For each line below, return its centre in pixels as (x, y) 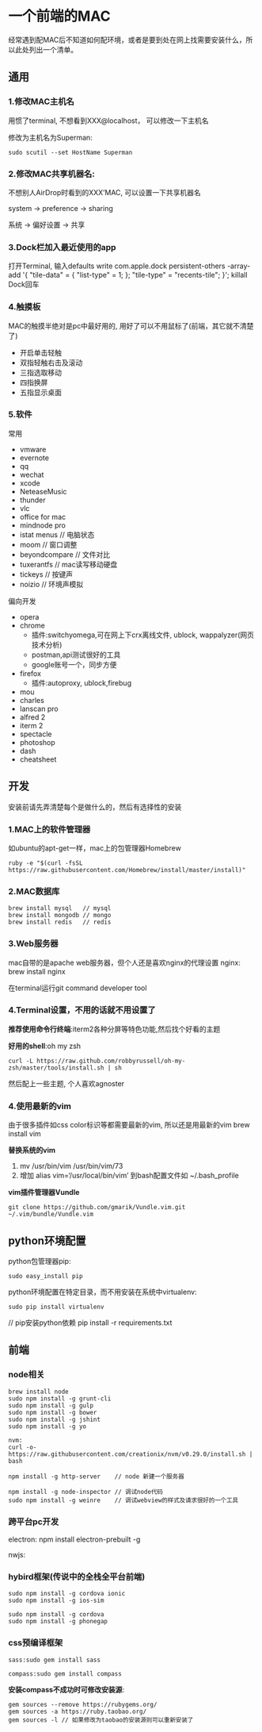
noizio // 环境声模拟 (51, 584)
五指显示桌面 (40, 392)
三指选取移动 (40, 372)
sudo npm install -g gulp (51, 1405)
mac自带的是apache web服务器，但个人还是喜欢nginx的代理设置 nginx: (125, 962)
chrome (32, 625)
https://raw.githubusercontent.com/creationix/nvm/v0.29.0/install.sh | (131, 1454)
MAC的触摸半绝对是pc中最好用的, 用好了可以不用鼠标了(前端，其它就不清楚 (131, 325)
